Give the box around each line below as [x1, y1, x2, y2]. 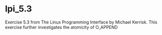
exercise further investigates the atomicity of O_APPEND [5, 24, 118, 30]
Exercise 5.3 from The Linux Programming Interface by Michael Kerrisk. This [5, 19, 158, 25]
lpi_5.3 [5, 3, 32, 14]
